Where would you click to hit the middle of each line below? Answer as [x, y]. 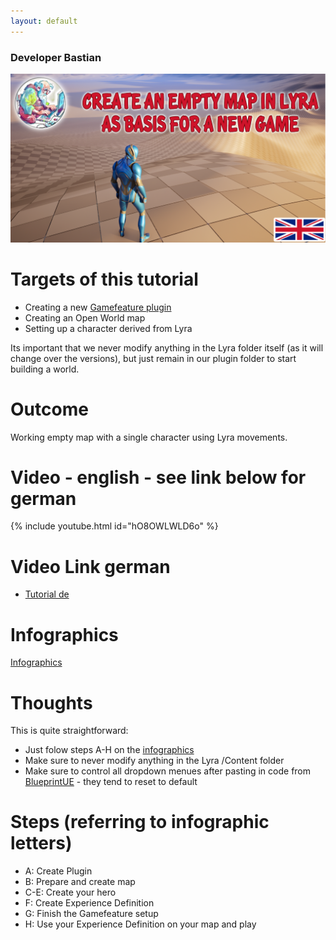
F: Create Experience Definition [89, 903]
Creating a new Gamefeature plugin [98, 307]
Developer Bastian [56, 57]
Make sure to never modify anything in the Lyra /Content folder [154, 761]
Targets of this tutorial [104, 279]
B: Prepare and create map [80, 882]
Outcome [49, 409]
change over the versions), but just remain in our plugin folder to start [153, 358]
